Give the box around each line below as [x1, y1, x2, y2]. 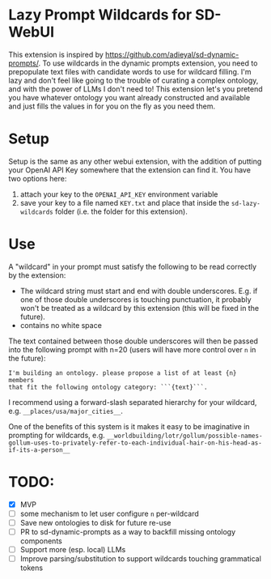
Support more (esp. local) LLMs [19, 545, 126, 554]
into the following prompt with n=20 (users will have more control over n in [8, 344, 256, 354]
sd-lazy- [231, 199, 260, 207]
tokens [19, 563, 43, 573]
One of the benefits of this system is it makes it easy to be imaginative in [8, 421, 250, 431]
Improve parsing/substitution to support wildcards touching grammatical [19, 554, 261, 564]
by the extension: [8, 270, 66, 280]
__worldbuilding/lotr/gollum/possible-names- [106, 432, 263, 440]
